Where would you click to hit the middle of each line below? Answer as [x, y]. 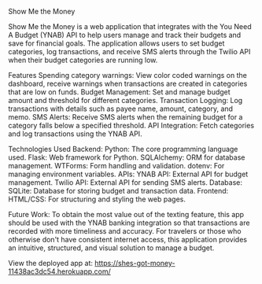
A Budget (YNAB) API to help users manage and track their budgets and [125, 35]
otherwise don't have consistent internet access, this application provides [128, 240]
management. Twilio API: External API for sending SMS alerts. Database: [125, 183]
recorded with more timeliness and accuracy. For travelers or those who [125, 231]
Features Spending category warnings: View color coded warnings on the [128, 75]
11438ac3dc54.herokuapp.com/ [60, 271]
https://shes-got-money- [135, 263]
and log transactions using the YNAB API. [76, 134]
